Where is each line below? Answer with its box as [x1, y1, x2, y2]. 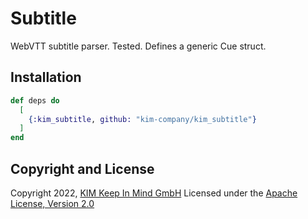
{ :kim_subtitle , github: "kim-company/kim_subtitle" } [28, 114, 257, 124]
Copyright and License [10, 160, 155, 177]
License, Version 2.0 [10, 197, 95, 209]
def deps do [10, 95, 60, 106]
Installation [10, 69, 82, 86]
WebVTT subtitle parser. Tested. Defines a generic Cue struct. [10, 40, 267, 52]
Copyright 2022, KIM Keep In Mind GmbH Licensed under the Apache [10, 187, 298, 199]
